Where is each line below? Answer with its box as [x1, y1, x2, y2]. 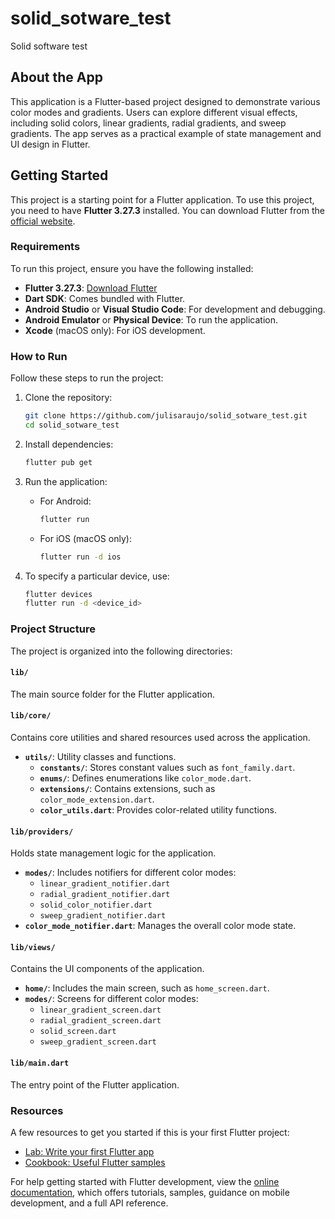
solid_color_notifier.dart [39, 900, 153, 911]
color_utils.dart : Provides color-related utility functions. [39, 803, 277, 816]
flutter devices [24, 589, 93, 599]
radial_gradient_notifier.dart [39, 890, 171, 900]
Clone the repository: [24, 392, 113, 404]
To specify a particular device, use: [24, 570, 170, 582]
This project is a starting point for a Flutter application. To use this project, [10, 193, 315, 206]
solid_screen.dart [39, 1027, 117, 1037]
